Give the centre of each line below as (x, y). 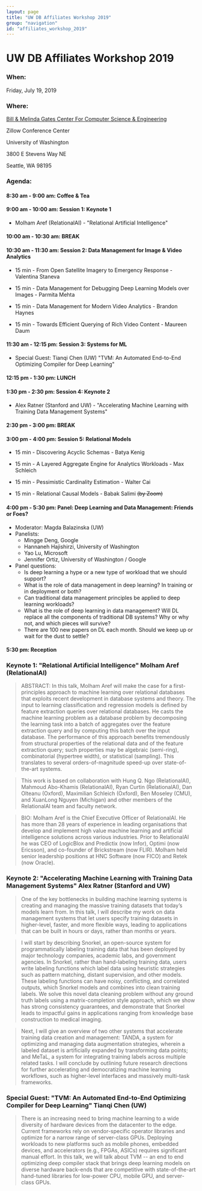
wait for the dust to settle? (56, 636)
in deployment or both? (53, 591)
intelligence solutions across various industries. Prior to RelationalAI (105, 837)
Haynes (24, 312)
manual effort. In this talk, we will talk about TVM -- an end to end (102, 1157)
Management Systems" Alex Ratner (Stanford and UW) (88, 886)
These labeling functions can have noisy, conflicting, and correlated (105, 981)
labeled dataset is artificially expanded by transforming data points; (104, 1050)
